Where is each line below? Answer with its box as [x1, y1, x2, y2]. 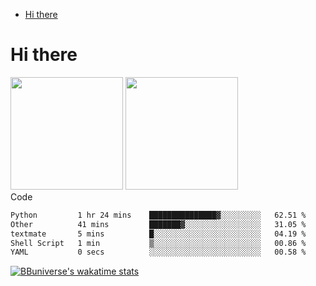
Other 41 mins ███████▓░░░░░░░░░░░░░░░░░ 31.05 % [10, 219, 307, 229]
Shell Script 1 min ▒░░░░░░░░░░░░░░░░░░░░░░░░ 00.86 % [10, 238, 307, 248]
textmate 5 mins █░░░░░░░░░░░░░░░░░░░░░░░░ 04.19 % [10, 229, 307, 239]
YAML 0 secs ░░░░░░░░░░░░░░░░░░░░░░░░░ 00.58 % [10, 247, 307, 258]
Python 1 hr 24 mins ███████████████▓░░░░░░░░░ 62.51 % [10, 210, 307, 220]
